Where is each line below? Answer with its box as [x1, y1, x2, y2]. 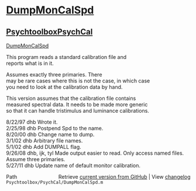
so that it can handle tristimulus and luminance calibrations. [6, 107, 149, 114]
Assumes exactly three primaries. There [6, 71, 102, 78]
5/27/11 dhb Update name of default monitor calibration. [6, 162, 140, 169]
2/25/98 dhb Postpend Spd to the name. [6, 125, 104, 131]
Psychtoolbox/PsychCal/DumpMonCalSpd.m [6, 179, 104, 185]
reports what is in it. [6, 60, 54, 67]
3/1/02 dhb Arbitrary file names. [6, 137, 83, 144]
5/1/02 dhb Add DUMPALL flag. [6, 144, 82, 150]
